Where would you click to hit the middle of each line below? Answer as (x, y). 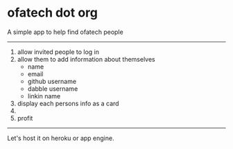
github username (52, 81)
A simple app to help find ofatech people (65, 32)
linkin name (44, 96)
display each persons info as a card (68, 103)
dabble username (53, 89)
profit (25, 118)
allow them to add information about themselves (86, 59)
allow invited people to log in (58, 52)
